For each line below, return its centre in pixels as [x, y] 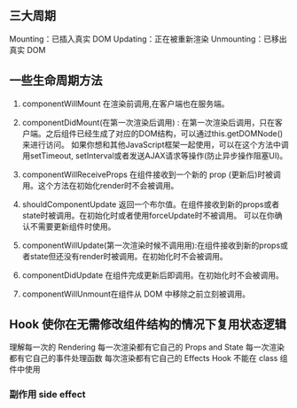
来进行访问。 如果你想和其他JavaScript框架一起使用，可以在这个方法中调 [155, 144]
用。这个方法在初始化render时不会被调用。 [100, 185]
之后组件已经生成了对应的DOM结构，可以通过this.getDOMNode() [164, 133]
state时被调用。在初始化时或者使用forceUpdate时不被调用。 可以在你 [148, 215]
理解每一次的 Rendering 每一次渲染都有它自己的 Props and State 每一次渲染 [147, 347]
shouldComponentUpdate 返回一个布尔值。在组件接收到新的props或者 [151, 204]
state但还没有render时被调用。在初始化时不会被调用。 [129, 256]
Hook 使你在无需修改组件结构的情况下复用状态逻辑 [148, 324]
